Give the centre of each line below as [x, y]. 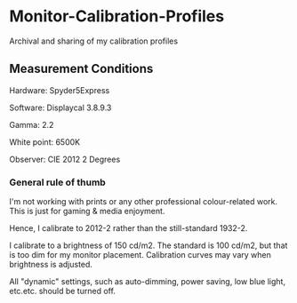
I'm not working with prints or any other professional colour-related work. [144, 202]
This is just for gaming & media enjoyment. [87, 211]
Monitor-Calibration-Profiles [117, 16]
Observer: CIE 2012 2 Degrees [65, 159]
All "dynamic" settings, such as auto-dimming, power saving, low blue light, [148, 282]
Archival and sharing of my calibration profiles [94, 41]
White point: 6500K [45, 142]
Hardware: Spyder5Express [60, 90]
